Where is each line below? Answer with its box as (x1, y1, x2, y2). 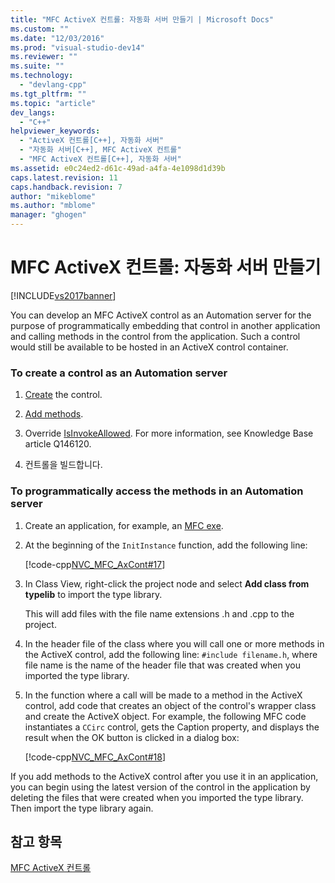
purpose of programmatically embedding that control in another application (10, 319, 321, 331)
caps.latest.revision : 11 (10, 172, 118, 183)
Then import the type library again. (10, 802, 154, 814)
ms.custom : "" (10, 24, 70, 34)
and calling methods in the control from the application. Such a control (10, 330, 301, 342)
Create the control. (24, 389, 103, 401)
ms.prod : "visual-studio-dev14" (10, 42, 145, 53)
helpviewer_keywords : (10, 126, 101, 136)
